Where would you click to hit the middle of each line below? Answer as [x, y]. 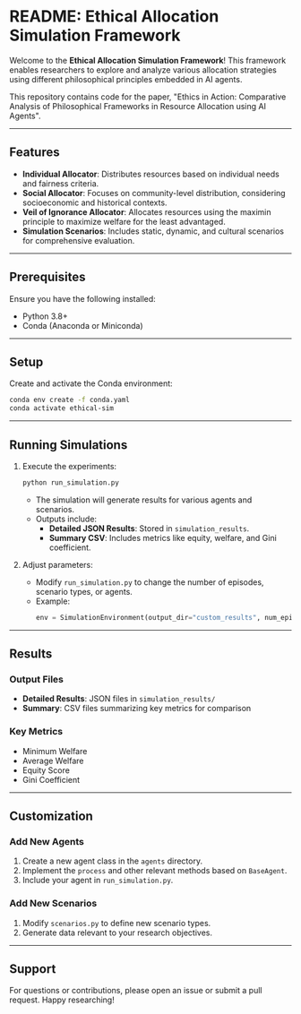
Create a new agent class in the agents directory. [112, 861]
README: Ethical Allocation [114, 17]
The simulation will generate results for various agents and [144, 500]
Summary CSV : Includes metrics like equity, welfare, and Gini [163, 537]
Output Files [37, 679]
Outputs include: [66, 519]
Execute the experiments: [69, 466]
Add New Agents [47, 841]
